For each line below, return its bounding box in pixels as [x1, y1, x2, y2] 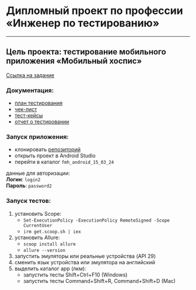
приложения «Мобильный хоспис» [6, 56, 142, 66]
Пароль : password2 [6, 182, 52, 189]
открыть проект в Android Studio [14, 152, 96, 159]
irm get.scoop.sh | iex [23, 229, 82, 234]
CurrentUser [23, 222, 52, 229]
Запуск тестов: [6, 197, 51, 205]
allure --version [23, 247, 66, 253]
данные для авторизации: [6, 170, 70, 177]
